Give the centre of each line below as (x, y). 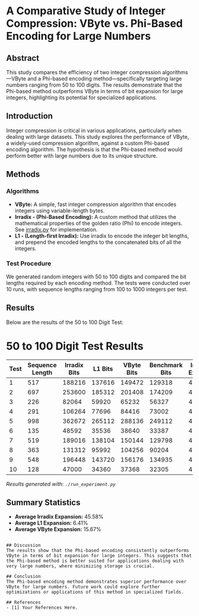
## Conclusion (24, 577)
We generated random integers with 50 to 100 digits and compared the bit (96, 277)
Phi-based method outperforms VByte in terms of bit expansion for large (95, 91)
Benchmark (166, 365)
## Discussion (24, 545)
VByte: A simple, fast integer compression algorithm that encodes (95, 204)
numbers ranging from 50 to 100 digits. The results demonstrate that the (94, 85)
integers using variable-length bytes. (60, 210)
